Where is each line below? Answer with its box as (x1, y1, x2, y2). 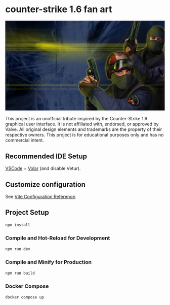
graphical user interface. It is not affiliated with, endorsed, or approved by (5, 121, 159, 127)
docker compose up (5, 295, 44, 300)
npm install (5, 222, 30, 227)
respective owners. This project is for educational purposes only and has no (5, 132, 164, 138)
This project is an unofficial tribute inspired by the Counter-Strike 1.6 (5, 116, 148, 122)
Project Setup (5, 208, 50, 217)
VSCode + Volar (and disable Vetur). (5, 165, 81, 172)
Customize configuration (5, 180, 86, 189)
